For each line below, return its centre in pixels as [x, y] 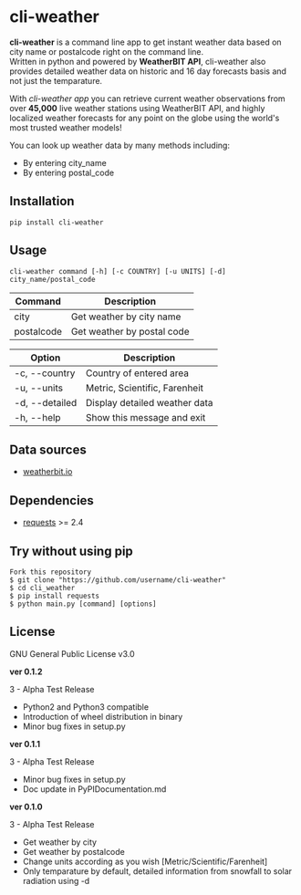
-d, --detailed [46, 402]
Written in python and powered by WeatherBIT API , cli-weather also [138, 61]
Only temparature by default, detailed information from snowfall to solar [157, 871]
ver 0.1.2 [26, 671]
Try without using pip [72, 551]
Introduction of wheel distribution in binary [103, 716]
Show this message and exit [145, 417]
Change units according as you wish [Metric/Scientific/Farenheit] [145, 861]
